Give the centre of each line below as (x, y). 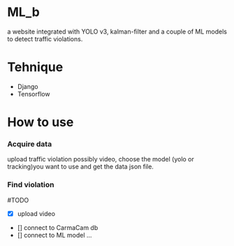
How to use (41, 122)
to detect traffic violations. (45, 38)
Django (28, 86)
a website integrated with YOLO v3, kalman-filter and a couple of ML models (117, 31)
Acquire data (30, 144)
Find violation (31, 184)
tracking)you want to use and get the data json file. (80, 167)
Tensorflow (34, 94)
